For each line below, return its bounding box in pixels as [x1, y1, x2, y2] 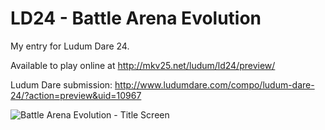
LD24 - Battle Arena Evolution [10, 7, 262, 30]
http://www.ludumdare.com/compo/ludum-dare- [114, 78, 315, 91]
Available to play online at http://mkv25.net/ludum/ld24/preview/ [10, 59, 276, 71]
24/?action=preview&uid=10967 [10, 89, 142, 101]
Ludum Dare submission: [10, 78, 113, 91]
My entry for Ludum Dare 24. [10, 40, 130, 52]
